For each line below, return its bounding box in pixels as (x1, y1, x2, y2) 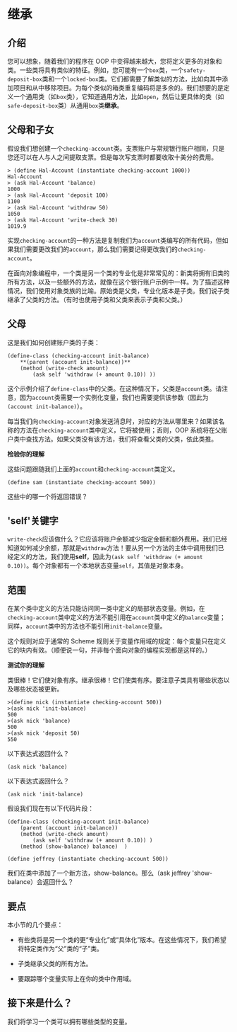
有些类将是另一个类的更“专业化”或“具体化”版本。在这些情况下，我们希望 (17, 936, 227, 944)
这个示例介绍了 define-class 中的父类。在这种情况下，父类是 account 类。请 (7, 384, 222, 393)
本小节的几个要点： (7, 921, 63, 929)
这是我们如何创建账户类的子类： (7, 338, 100, 347)
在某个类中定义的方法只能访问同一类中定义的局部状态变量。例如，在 (7, 604, 205, 613)
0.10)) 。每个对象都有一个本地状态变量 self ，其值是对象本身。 (7, 561, 188, 570)
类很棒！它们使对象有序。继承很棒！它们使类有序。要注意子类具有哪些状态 (7, 676, 224, 684)
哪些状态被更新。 (13, 684, 63, 694)
